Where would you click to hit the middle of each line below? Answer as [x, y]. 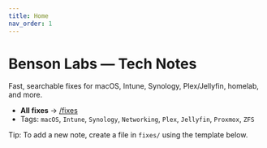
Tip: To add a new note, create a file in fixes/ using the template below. [128, 135]
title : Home [28, 16]
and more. [26, 95]
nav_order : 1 [30, 24]
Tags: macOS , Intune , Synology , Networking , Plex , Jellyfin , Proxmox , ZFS [137, 120]
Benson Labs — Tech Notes [103, 64]
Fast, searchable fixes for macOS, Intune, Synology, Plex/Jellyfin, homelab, [134, 86]
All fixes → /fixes [49, 111]
